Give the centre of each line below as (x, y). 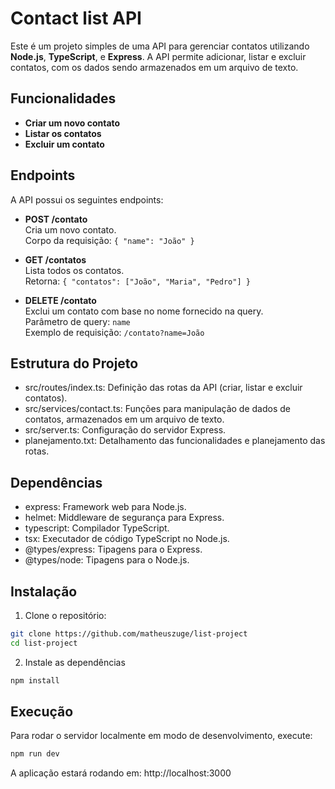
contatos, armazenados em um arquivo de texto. (124, 419)
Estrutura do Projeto (74, 363)
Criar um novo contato (72, 123)
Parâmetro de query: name (77, 321)
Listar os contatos (63, 133)
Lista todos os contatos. (74, 270)
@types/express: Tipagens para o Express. (113, 549)
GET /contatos (55, 259)
